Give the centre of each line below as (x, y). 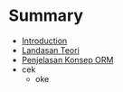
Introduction (44, 41)
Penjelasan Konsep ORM (67, 60)
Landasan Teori (51, 50)
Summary (46, 16)
